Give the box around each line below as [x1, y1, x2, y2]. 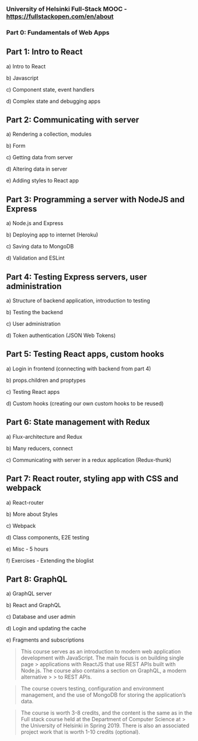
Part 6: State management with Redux [6, 417, 150, 427]
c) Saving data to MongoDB [6, 243, 74, 250]
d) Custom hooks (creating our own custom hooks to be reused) [6, 400, 164, 407]
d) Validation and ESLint [6, 254, 65, 262]
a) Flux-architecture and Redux [6, 433, 82, 440]
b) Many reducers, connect [6, 445, 73, 452]
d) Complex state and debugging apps [6, 98, 101, 105]
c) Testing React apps [6, 388, 60, 395]
